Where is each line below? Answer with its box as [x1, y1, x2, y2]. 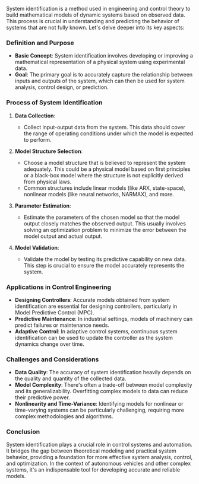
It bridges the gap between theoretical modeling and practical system [6, 447, 176, 454]
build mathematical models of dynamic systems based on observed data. [6, 11, 185, 18]
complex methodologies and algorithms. [14, 413, 113, 420]
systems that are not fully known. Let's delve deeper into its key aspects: [6, 24, 185, 31]
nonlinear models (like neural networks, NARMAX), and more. [23, 190, 174, 198]
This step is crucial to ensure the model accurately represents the [23, 262, 185, 269]
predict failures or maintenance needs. [14, 321, 110, 329]
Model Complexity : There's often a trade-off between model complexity [14, 381, 192, 389]
